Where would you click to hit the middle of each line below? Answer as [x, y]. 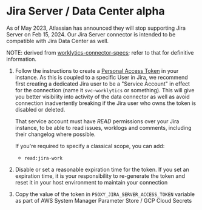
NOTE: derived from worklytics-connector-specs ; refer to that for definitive [100, 52]
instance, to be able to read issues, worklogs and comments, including [103, 127]
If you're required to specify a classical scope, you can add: [90, 146]
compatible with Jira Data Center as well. [58, 41]
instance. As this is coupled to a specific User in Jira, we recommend [101, 77]
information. [22, 59]
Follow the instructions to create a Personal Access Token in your [97, 70]
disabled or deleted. [40, 109]
